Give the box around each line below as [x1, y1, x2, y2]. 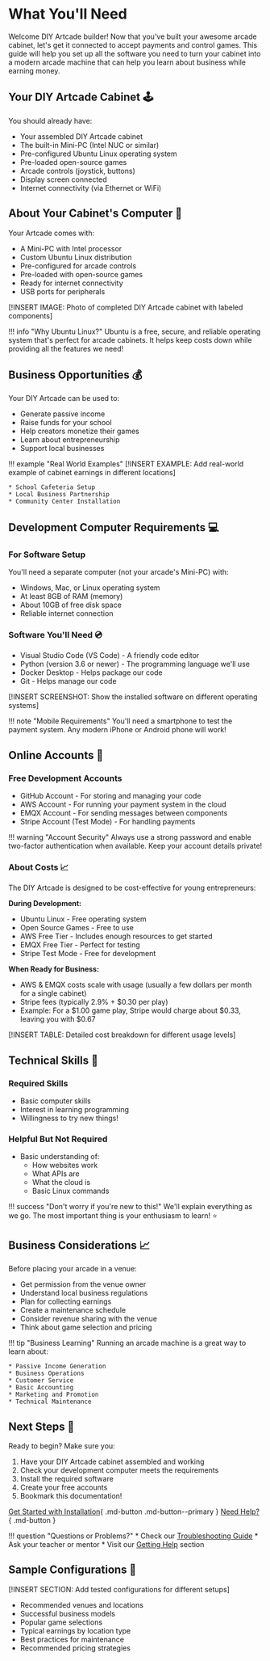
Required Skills [8, 1077, 69, 1089]
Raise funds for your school [19, 418, 112, 428]
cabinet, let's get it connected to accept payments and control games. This [8, 40, 258, 49]
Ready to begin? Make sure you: [8, 1440, 115, 1451]
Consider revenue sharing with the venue [19, 1314, 157, 1324]
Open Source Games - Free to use [19, 923, 135, 933]
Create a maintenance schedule [19, 1305, 127, 1315]
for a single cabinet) [19, 989, 87, 998]
